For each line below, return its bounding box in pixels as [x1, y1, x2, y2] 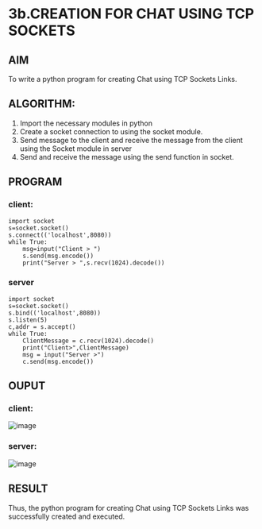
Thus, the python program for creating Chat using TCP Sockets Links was [8, 503, 249, 512]
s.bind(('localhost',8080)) [8, 309, 102, 317]
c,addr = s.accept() [8, 322, 77, 330]
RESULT [8, 482, 48, 496]
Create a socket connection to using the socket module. [19, 126, 203, 136]
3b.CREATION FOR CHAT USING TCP [8, 5, 255, 23]
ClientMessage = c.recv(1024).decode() [22, 337, 155, 345]
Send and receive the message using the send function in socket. [19, 152, 234, 161]
